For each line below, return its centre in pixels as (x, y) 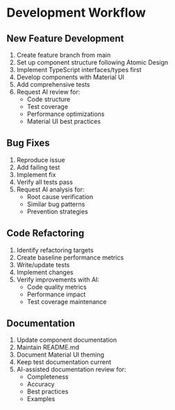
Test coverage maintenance (67, 301)
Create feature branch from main (64, 55)
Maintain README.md (48, 348)
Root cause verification (60, 196)
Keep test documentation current (64, 362)
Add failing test (38, 167)
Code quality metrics (57, 287)
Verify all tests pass (45, 182)
